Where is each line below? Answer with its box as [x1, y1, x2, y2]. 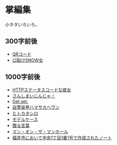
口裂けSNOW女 [12, 57, 43, 63]
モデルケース [12, 116, 38, 122]
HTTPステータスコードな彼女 [12, 86, 71, 93]
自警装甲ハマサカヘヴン [12, 104, 60, 110]
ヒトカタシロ [12, 110, 38, 116]
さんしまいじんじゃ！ [12, 93, 55, 99]
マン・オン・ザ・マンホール [12, 128, 69, 134]
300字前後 [5, 37, 38, 45]
